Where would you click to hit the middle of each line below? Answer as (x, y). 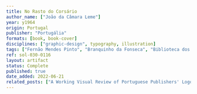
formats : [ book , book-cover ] (42, 39)
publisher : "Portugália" (36, 33)
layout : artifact (27, 60)
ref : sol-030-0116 (28, 55)
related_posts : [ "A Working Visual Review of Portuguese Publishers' (93, 82)
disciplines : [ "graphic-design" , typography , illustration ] (81, 44)
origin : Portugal (27, 28)
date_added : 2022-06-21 (35, 76)
